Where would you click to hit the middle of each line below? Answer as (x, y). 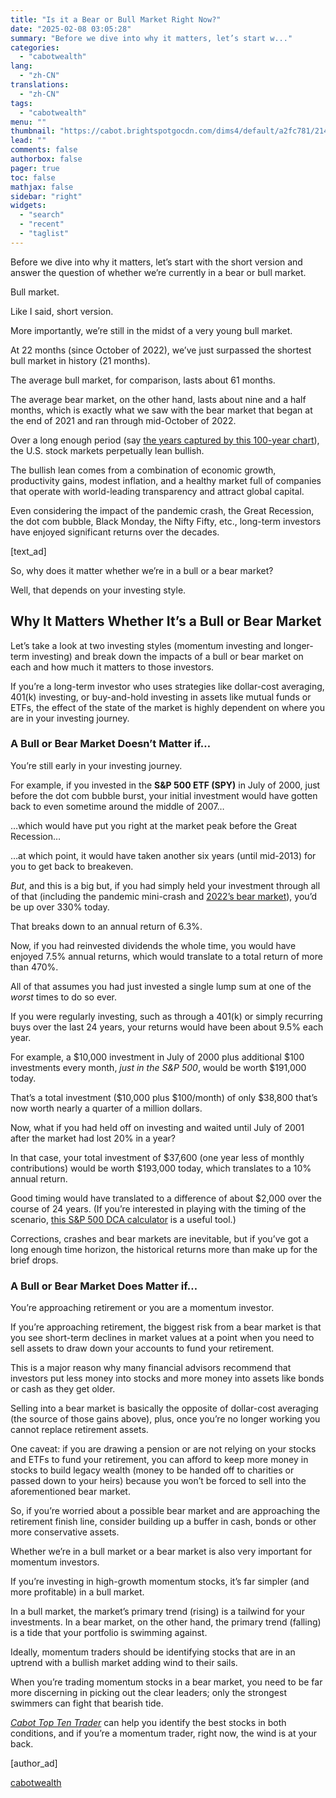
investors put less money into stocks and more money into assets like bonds (167, 1378)
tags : (21, 103)
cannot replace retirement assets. (79, 1430)
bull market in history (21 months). (80, 360)
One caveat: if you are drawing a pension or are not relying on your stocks (163, 1449)
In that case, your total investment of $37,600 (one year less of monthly (157, 1157)
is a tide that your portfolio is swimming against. (109, 1633)
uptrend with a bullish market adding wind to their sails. (124, 1663)
